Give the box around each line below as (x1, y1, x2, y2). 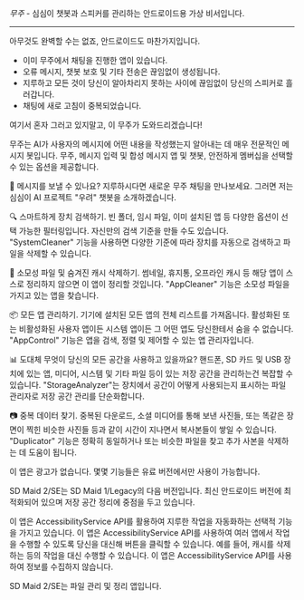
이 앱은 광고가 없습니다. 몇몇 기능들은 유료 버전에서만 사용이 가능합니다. (9, 466, 261, 477)
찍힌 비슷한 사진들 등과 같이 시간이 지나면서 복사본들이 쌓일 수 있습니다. (25, 424, 278, 435)
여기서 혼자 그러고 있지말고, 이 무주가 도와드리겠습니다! (9, 120, 203, 130)
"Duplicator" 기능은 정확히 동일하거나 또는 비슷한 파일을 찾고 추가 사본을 (9, 436, 265, 446)
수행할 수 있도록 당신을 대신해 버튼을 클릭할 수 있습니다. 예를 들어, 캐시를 (18, 538, 274, 549)
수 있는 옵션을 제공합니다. (9, 161, 100, 172)
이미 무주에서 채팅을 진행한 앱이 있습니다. (22, 55, 168, 65)
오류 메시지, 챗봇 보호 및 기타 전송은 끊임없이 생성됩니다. (22, 66, 221, 77)
